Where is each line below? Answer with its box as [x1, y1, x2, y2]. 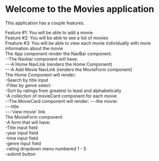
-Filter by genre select [5, 82, 51, 88]
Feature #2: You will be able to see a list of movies [5, 35, 109, 41]
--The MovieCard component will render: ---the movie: [5, 98, 118, 104]
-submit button [5, 151, 36, 157]
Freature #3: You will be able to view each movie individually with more [5, 40, 151, 46]
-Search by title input [5, 77, 49, 83]
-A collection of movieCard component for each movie [5, 93, 117, 99]
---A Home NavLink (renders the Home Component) [5, 61, 113, 67]
